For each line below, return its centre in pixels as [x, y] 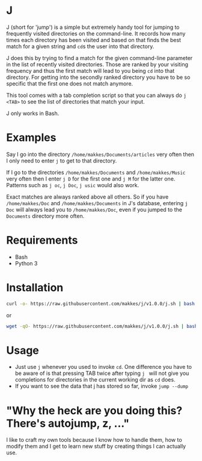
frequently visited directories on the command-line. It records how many [96, 33]
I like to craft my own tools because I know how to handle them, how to [94, 440]
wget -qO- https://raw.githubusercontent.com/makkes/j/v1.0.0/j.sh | [95, 326]
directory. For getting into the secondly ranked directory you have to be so [98, 77]
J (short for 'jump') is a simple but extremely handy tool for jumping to [93, 27]
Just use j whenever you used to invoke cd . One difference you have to [103, 367]
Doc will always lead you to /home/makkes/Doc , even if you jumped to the [94, 209]
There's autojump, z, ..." [68, 423]
